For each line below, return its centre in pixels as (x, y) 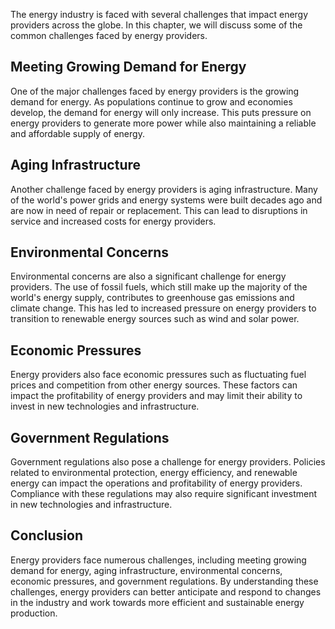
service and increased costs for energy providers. (113, 221)
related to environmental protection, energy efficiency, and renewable (154, 473)
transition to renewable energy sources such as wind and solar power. (155, 319)
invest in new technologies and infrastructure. (105, 406)
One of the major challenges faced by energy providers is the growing (155, 91)
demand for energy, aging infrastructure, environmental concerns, (146, 570)
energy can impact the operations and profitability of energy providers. (156, 483)
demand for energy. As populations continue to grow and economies (151, 101)
